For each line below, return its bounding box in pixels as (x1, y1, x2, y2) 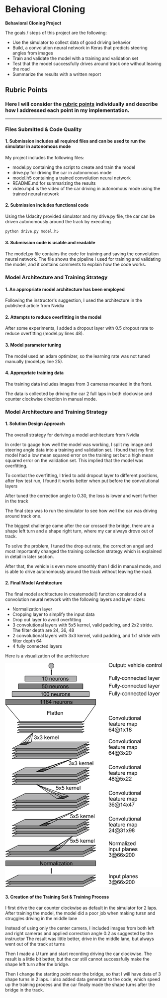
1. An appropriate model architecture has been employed (5, 286, 125, 292)
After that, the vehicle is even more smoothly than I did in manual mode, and (5, 563, 161, 569)
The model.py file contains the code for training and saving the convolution (5, 251, 159, 257)
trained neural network (12, 191, 60, 197)
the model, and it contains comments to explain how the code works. (5, 261, 147, 268)
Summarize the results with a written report (12, 71, 101, 77)
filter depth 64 (12, 638, 42, 644)
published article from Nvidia (5, 303, 65, 309)
